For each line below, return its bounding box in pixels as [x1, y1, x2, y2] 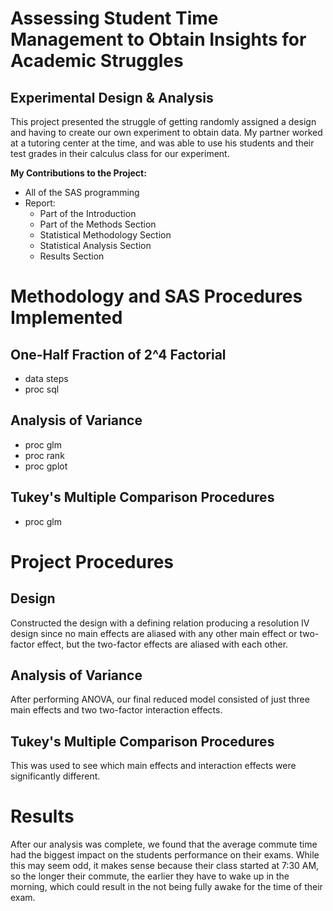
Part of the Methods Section [39, 218, 157, 230]
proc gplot [24, 460, 68, 472]
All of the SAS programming [24, 187, 140, 198]
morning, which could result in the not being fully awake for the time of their [10, 881, 323, 893]
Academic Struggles [10, 50, 184, 72]
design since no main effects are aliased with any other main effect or [10, 627, 298, 639]
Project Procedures [10, 550, 175, 573]
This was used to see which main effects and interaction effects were [10, 760, 297, 772]
